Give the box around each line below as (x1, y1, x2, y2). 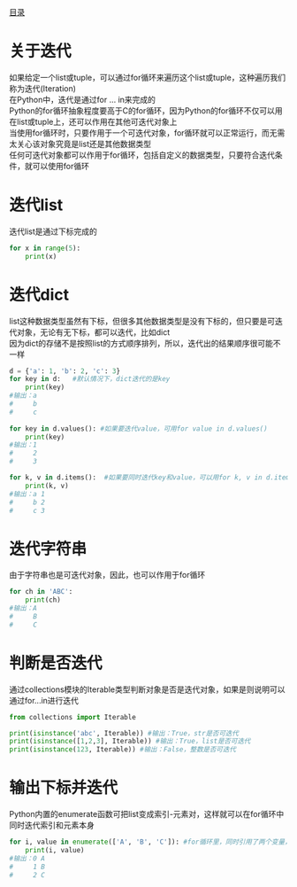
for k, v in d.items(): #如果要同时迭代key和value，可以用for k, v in (9, 473, 263, 482)
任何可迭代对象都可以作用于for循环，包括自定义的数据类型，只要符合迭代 (9, 149, 276, 160)
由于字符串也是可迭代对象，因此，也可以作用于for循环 (9, 570, 206, 580)
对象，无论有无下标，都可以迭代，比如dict (16, 326, 171, 338)
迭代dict (9, 284, 69, 305)
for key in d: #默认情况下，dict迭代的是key (9, 375, 171, 384)
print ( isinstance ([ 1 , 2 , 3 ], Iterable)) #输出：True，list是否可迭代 (9, 737, 251, 746)
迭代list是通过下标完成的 (9, 226, 97, 237)
